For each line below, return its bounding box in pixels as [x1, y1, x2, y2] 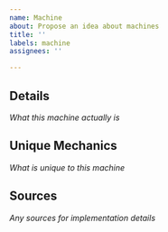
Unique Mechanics [9, 138, 117, 153]
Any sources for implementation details [9, 212, 156, 223]
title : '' [9, 30, 47, 39]
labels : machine [9, 38, 70, 48]
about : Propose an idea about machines [9, 22, 160, 31]
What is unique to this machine [9, 162, 125, 172]
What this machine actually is [9, 112, 120, 123]
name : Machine [9, 13, 63, 23]
